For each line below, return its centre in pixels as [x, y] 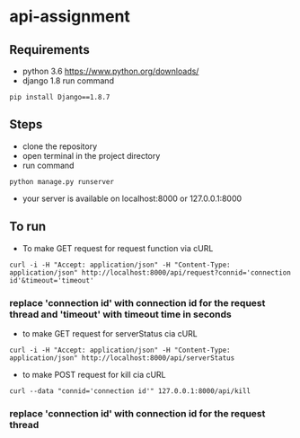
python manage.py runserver [62, 181]
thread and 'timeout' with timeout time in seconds [120, 314]
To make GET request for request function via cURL [118, 248]
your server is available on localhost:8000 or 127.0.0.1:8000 [132, 198]
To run [28, 227]
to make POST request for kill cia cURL [94, 374]
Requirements [49, 50]
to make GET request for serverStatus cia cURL [110, 333]
